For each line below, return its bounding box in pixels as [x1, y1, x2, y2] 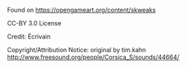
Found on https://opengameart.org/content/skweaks [7, 6, 156, 14]
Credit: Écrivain [7, 32, 51, 41]
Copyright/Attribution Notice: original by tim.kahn [7, 46, 146, 54]
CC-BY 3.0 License [7, 19, 62, 27]
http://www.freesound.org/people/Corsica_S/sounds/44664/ [7, 53, 180, 61]
